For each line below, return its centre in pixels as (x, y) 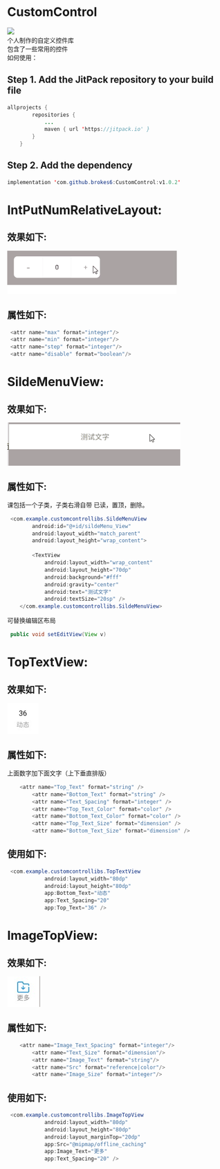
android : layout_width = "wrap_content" (99, 563)
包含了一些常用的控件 (37, 48)
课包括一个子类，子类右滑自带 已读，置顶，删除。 (78, 505)
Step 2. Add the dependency (70, 166)
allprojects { (28, 107)
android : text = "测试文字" (78, 592)
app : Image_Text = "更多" (76, 1152)
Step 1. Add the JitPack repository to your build (111, 80)
